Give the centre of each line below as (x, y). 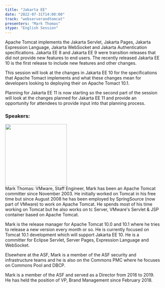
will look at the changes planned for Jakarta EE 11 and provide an (71, 98)
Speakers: (18, 116)
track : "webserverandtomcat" (35, 19)
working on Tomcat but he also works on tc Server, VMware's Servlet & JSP (82, 209)
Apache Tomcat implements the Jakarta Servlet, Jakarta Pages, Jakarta (78, 42)
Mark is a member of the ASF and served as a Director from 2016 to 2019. (80, 275)
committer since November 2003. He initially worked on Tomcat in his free (81, 194)
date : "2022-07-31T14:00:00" (35, 14)
